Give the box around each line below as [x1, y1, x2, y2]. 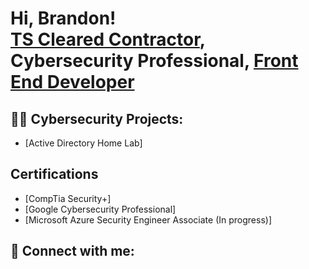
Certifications [10, 166, 99, 183]
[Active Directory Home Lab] [24, 137, 143, 149]
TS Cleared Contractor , [10, 28, 206, 51]
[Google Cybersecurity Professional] [24, 203, 177, 215]
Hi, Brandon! [10, 7, 117, 30]
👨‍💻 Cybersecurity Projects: [10, 110, 184, 127]
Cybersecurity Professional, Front [10, 50, 299, 72]
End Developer [10, 71, 135, 94]
